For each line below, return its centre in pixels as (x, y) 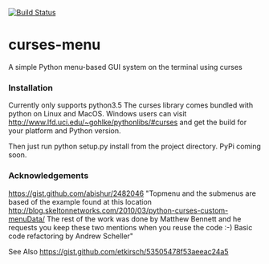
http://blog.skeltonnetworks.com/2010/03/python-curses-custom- (118, 210)
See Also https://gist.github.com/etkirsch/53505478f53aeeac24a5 (118, 251)
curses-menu (55, 45)
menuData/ (27, 219)
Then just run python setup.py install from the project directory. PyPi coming (134, 146)
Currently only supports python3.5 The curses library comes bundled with (131, 105)
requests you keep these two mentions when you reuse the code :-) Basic (130, 227)
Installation (31, 87)
